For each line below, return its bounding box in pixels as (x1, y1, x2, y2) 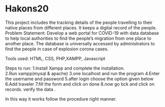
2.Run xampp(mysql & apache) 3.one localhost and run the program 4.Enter (5, 70, 160, 76)
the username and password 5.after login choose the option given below (5, 76, 154, 82)
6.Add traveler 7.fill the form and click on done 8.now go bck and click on (5, 81, 155, 87)
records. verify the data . (5, 86, 56, 92)
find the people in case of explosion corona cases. (5, 46, 109, 52)
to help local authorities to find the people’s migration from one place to (5, 35, 152, 41)
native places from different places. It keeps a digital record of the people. (5, 24, 157, 30)
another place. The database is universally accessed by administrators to (5, 40, 155, 46)
